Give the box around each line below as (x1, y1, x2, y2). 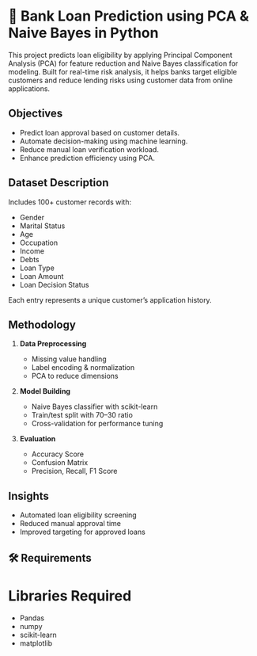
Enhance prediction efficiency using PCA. (19, 153, 156, 162)
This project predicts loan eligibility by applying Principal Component (8, 50, 232, 59)
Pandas (19, 613, 45, 623)
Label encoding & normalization (31, 363, 135, 372)
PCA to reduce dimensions (31, 372, 119, 381)
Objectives (8, 107, 63, 120)
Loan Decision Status (19, 280, 89, 289)
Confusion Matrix (31, 458, 89, 467)
